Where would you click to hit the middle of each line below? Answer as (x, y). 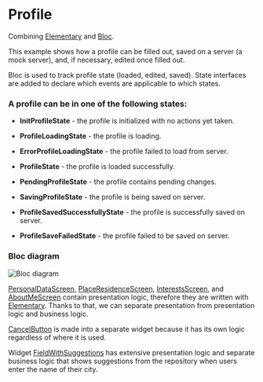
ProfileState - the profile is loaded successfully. (97, 167)
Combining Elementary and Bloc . (61, 36)
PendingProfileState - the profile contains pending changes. (118, 182)
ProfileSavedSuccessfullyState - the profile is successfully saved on (132, 212)
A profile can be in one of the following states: (98, 104)
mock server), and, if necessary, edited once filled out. (97, 60)
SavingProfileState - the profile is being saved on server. (112, 197)
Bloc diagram (34, 256)
